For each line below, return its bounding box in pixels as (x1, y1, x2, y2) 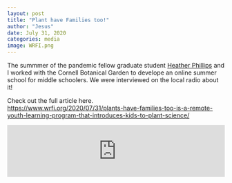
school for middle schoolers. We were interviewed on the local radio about (7, 76, 219, 84)
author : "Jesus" (7, 23, 54, 30)
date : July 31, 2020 (7, 29, 67, 37)
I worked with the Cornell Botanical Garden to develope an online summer (7, 68, 217, 77)
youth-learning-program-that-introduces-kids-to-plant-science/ (7, 111, 190, 119)
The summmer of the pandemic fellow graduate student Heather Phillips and (7, 61, 225, 69)
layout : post (7, 10, 45, 17)
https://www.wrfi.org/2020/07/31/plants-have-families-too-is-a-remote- (7, 104, 213, 112)
